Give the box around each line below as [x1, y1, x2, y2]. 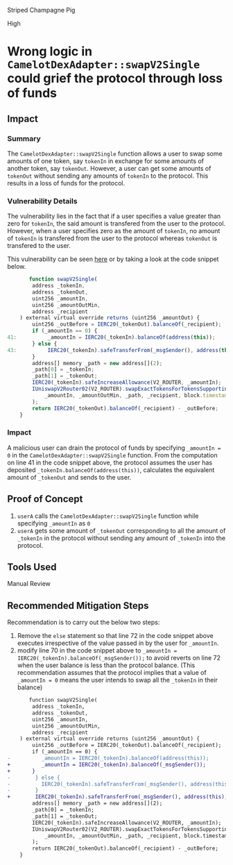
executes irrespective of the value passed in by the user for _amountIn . [17, 639, 219, 648]
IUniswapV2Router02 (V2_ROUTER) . [32, 385, 126, 393]
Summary [7, 133, 42, 143]
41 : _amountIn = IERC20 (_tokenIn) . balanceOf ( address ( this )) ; [7, 334, 216, 341]
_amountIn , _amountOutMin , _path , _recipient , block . [44, 392, 203, 398]
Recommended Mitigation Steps [7, 600, 149, 612]
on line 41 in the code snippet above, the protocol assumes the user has [7, 458, 213, 467]
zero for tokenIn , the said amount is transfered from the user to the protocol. [7, 219, 226, 228]
